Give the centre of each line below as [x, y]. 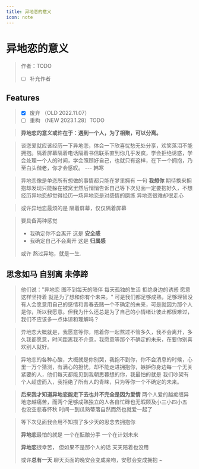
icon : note [20, 17]
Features [23, 98]
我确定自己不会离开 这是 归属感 [67, 241]
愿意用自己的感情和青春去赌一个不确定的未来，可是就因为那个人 [115, 305]
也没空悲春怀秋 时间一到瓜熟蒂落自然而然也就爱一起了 [86, 409]
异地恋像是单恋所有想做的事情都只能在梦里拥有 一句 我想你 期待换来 [104, 181]
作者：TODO [36, 66]
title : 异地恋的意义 [29, 12]
